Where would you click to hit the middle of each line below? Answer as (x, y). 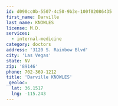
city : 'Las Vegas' (29, 55)
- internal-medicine (37, 39)
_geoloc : (17, 83)
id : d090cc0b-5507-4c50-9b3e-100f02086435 (59, 11)
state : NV (18, 61)
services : (18, 34)
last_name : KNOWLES (30, 22)
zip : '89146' (22, 66)
